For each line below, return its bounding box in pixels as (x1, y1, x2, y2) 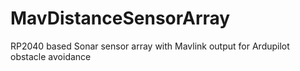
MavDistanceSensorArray (10, 7, 231, 30)
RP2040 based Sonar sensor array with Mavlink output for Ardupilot (10, 40, 290, 52)
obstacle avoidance (10, 50, 92, 62)
